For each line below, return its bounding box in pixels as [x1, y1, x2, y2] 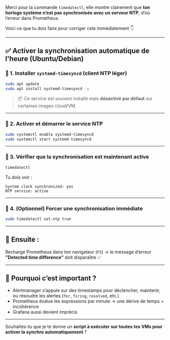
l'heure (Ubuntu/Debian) [5, 54, 84, 63]
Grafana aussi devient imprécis [12, 309, 77, 315]
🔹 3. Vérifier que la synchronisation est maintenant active [5, 153, 149, 161]
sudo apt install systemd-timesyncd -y [5, 86, 90, 91]
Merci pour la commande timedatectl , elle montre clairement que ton [5, 5, 150, 10]
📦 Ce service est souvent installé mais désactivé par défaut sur [17, 96, 153, 102]
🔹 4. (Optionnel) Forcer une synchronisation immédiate [5, 205, 143, 212]
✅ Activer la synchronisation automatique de [5, 47, 150, 55]
